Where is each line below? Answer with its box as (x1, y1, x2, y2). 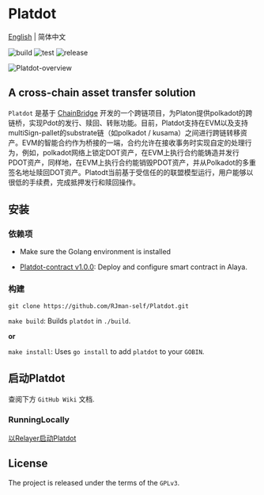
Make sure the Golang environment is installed (19, 247, 172, 257)
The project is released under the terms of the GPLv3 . (8, 478, 180, 487)
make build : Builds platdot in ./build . (8, 316, 131, 326)
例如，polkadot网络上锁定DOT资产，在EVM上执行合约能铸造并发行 (21, 147, 239, 157)
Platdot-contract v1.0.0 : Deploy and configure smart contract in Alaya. (19, 262, 247, 272)
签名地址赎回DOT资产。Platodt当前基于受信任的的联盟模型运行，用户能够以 (8, 167, 254, 177)
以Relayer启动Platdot (8, 433, 77, 443)
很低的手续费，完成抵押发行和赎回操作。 (8, 177, 140, 187)
